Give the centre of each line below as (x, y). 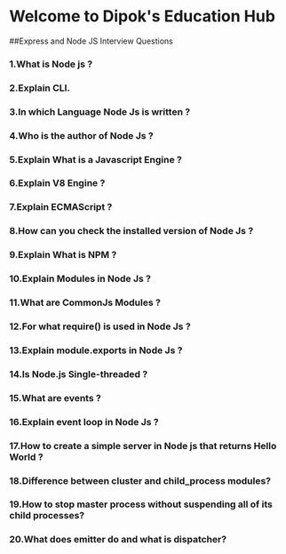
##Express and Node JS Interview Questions (91, 41)
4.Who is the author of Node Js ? (81, 135)
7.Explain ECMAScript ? (61, 207)
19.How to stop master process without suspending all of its (141, 504)
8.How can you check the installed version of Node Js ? (131, 231)
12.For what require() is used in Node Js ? (100, 326)
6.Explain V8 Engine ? (57, 183)
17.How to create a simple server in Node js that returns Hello (143, 446)
